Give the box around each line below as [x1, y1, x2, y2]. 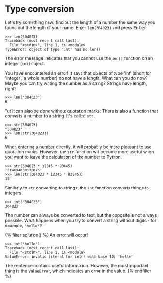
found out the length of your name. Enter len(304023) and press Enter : [5, 24, 148, 30]
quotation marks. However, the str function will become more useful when [5, 149, 154, 154]
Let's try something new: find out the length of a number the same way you [5, 19, 156, 25]
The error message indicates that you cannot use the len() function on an [5, 55, 153, 61]
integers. [5, 190, 23, 196]
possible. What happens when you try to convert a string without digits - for [5, 217, 157, 223]
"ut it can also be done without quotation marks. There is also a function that [5, 108, 159, 113]
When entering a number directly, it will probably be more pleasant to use [5, 144, 152, 150]
